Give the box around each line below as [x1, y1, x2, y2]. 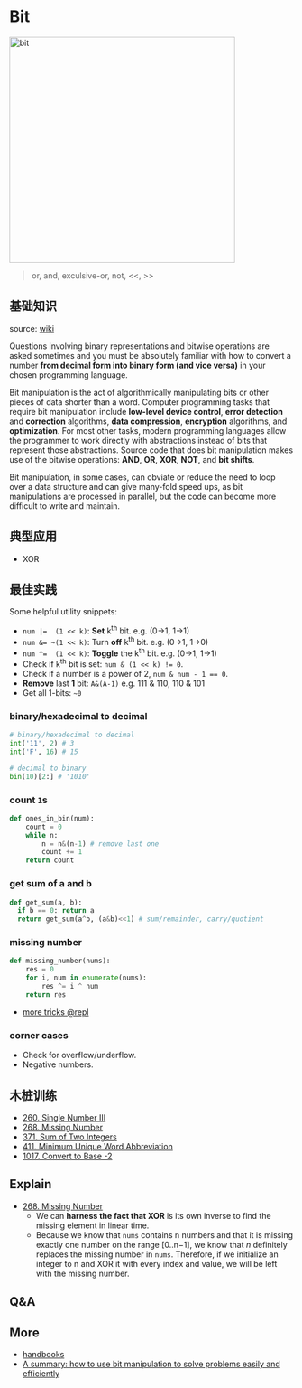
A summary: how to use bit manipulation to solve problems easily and [22, 1358, 281, 1369]
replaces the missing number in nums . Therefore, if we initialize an [35, 1249, 279, 1260]
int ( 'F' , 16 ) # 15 [9, 747, 78, 756]
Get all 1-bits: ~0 [22, 688, 82, 698]
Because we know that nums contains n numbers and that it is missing [35, 1229, 294, 1240]
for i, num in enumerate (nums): [25, 973, 147, 982]
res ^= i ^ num [41, 982, 99, 991]
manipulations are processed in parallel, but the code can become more [9, 491, 277, 502]
